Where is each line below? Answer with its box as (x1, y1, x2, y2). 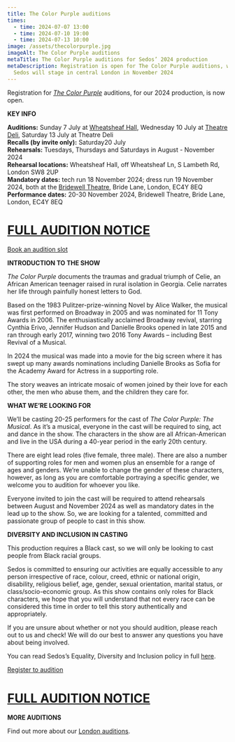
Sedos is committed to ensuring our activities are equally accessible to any (7, 565, 223, 574)
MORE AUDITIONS (7, 713, 62, 722)
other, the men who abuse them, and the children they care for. (7, 387, 189, 397)
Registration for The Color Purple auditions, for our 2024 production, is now (7, 88, 225, 97)
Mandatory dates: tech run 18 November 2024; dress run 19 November (7, 175, 213, 183)
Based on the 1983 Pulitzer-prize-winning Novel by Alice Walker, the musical (7, 301, 228, 310)
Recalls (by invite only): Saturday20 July (7, 138, 126, 146)
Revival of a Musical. (7, 338, 67, 347)
